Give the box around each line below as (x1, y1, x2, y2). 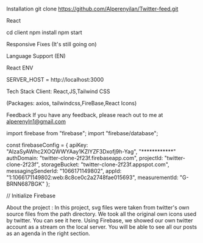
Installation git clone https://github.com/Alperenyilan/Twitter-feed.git (6, 5, 179, 12)
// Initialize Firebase (6, 192, 56, 199)
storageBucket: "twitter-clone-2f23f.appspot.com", (41, 161, 169, 168)
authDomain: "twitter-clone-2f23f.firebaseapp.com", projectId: (6, 155, 163, 161)
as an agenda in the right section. (6, 230, 90, 237)
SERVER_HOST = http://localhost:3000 (6, 76, 104, 83)
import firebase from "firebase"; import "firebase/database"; (6, 130, 158, 136)
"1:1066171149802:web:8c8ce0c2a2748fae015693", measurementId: (6, 174, 179, 181)
